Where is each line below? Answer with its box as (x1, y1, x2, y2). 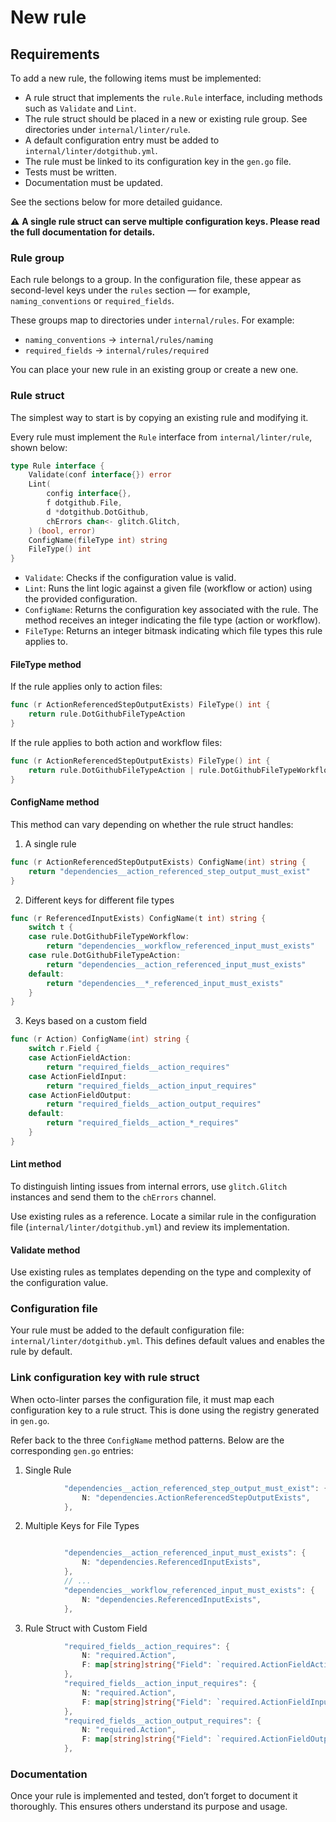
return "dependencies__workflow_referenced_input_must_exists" (46, 941, 315, 951)
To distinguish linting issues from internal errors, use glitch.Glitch (10, 1180, 288, 1192)
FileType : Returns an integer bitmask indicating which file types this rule (24, 625, 323, 637)
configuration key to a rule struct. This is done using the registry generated (10, 1404, 320, 1416)
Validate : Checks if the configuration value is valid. (24, 572, 237, 584)
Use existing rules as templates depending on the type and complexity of (10, 1266, 312, 1278)
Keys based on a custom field (24, 1015, 148, 1027)
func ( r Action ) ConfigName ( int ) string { (10, 1034, 190, 1045)
